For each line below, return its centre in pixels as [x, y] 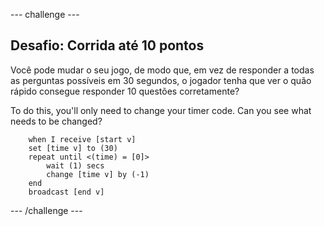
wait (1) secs [75, 165]
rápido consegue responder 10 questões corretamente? [125, 91]
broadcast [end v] [66, 192]
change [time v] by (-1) [98, 174]
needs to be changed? [56, 121]
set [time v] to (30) [73, 148]
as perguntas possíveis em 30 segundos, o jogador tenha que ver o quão [161, 80]
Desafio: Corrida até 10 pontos [107, 45]
